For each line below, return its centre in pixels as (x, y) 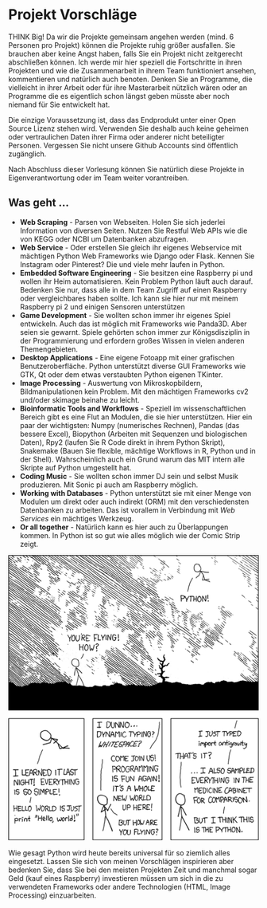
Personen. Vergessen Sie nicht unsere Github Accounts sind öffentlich (123, 145)
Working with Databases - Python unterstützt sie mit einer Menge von (135, 493)
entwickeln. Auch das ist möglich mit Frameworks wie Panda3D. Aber (133, 324)
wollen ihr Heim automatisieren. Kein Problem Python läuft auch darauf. (136, 281)
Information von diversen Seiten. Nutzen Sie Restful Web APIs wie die (133, 230)
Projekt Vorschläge (73, 15)
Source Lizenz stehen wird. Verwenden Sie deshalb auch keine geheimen (128, 128)
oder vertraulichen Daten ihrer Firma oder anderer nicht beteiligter (116, 136)
